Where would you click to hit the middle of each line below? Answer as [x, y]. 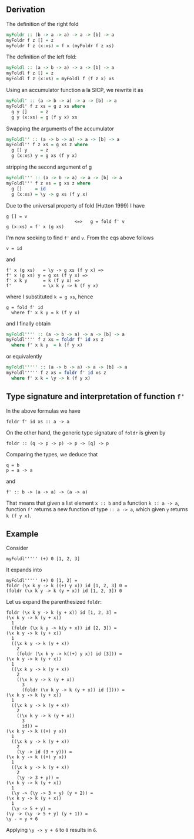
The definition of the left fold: [41, 57]
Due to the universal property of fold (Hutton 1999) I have [76, 205]
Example [22, 534]
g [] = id [29, 189]
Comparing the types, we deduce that [52, 454]
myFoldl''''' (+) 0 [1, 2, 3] [43, 559]
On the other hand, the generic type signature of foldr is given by [86, 432]
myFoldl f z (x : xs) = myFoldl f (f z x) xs [60, 79]
